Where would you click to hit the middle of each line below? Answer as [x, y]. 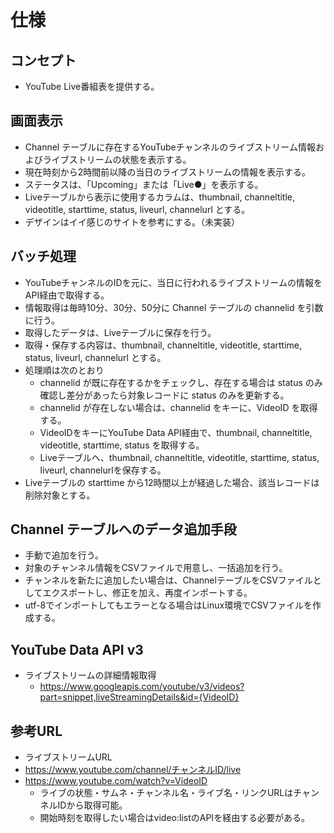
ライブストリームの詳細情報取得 [90, 675]
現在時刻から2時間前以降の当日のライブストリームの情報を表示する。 [167, 172]
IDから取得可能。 [92, 805]
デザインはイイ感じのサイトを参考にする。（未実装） [132, 222]
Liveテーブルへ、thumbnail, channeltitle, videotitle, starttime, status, [179, 457]
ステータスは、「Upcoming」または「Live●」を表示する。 [144, 184]
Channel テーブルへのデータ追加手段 [123, 529]
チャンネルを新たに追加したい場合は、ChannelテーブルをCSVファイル [168, 580]
